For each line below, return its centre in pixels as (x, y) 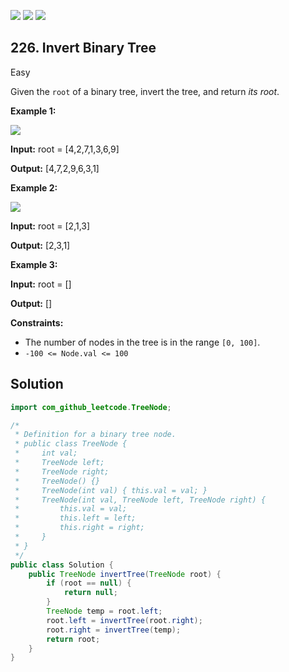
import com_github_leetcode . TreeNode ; (91, 407)
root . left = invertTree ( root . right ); (124, 620)
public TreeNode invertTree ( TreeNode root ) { (125, 574)
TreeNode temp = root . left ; (104, 611)
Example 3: (34, 264)
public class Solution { (62, 565)
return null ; (90, 593)
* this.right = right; (79, 528)
